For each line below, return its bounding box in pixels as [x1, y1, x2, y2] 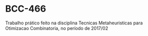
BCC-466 [5, 3, 47, 15]
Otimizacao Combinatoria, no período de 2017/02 [5, 25, 108, 31]
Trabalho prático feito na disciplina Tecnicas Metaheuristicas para [5, 20, 143, 26]
